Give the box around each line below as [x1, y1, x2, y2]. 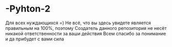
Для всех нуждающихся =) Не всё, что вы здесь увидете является [5, 20, 151, 26]
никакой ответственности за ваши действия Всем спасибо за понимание [5, 30, 166, 36]
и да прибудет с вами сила [5, 36, 64, 42]
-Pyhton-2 [5, 3, 51, 15]
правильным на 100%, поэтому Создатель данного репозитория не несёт [5, 25, 167, 31]
